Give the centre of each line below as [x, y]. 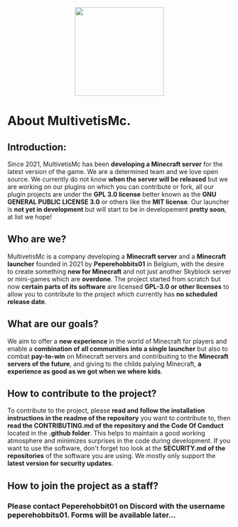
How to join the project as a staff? [83, 485]
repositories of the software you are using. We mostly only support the [112, 456]
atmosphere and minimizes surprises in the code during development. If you [119, 441]
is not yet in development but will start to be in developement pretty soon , [117, 209]
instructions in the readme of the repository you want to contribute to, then [119, 418]
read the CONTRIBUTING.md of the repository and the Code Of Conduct [115, 425]
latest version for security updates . [60, 463]
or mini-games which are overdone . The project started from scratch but [114, 279]
